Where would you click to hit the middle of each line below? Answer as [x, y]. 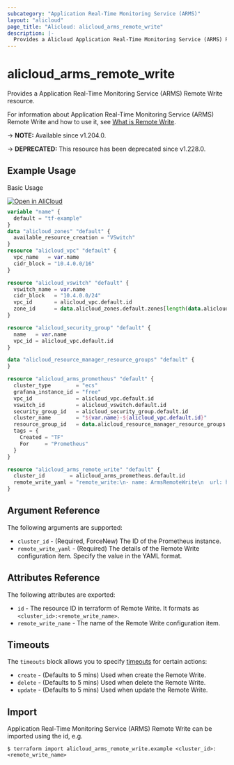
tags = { [26, 431]
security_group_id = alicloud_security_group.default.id [101, 411]
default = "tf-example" [48, 218]
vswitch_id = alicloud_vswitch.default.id [90, 405]
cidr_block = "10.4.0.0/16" [54, 263]
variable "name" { [34, 211]
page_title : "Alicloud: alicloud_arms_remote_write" [85, 27]
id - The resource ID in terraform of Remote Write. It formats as [108, 608]
